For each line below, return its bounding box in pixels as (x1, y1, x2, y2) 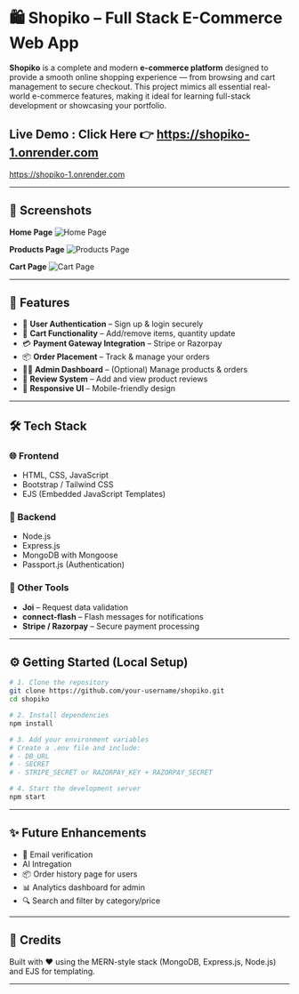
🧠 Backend (9, 510, 56, 523)
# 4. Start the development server (9, 784, 141, 793)
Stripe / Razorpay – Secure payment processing (21, 621, 200, 631)
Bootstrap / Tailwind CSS (21, 479, 114, 490)
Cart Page (9, 261, 47, 272)
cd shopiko (9, 695, 50, 704)
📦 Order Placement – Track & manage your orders (21, 351, 211, 362)
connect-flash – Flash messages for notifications (21, 611, 204, 621)
